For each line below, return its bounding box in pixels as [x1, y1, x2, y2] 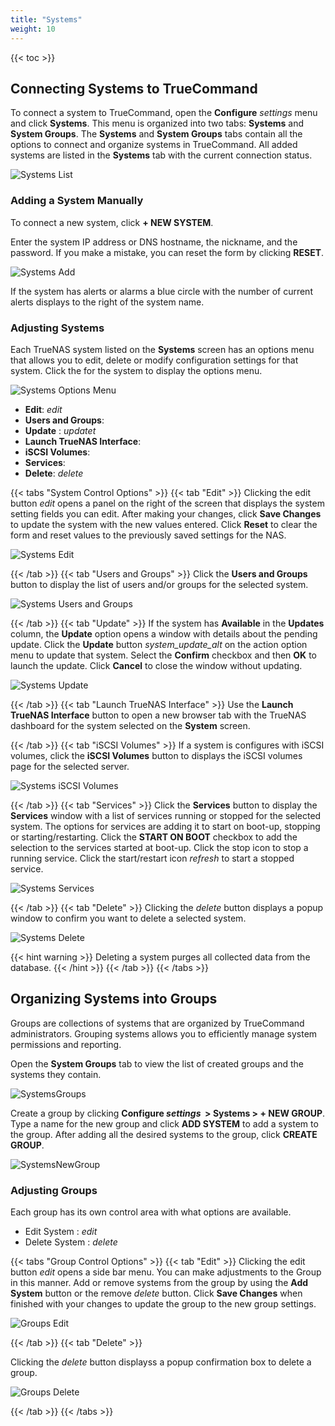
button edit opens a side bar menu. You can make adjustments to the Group [10, 1266, 322, 1278]
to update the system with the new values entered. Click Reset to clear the [10, 518, 318, 530]
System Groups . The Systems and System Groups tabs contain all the [10, 128, 303, 140]
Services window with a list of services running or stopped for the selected [10, 809, 322, 821]
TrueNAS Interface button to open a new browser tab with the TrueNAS [10, 709, 307, 721]
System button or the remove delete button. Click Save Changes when [10, 1287, 303, 1300]
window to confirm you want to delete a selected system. [10, 912, 247, 924]
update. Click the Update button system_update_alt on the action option [10, 638, 308, 650]
